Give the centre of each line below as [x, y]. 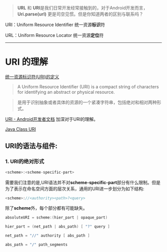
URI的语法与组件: [32, 146]
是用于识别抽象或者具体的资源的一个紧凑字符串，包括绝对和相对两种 [87, 102]
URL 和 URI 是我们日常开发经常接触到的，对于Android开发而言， [83, 8]
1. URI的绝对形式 [25, 162]
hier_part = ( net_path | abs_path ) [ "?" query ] [58, 227]
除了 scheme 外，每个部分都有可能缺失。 [46, 208]
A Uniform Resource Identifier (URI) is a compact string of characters [88, 86]
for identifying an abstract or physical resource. [66, 92]
